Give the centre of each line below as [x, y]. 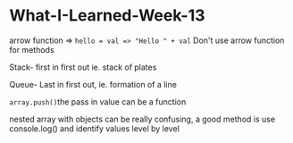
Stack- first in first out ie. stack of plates [83, 67]
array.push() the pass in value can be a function [98, 101]
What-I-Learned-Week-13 [107, 16]
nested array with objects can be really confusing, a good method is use [142, 119]
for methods [32, 49]
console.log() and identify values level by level [95, 128]
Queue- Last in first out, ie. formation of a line [93, 84]
